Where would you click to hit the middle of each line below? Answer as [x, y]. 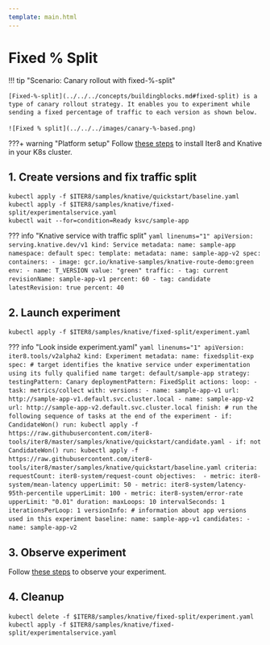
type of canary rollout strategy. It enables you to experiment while [129, 104]
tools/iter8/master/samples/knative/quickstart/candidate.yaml [117, 442]
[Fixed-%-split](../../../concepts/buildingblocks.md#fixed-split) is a [133, 96]
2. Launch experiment [64, 312]
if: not [249, 442]
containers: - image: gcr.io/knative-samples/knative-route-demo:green [131, 262]
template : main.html [43, 17]
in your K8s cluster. [40, 152]
